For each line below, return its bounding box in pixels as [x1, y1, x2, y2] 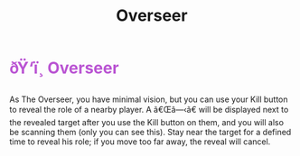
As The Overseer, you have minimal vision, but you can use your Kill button [9, 94, 288, 105]
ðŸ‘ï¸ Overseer [9, 58, 119, 78]
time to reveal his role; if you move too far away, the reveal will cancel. [9, 136, 271, 147]
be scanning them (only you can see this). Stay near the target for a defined [9, 126, 292, 137]
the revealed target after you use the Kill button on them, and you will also [9, 116, 285, 127]
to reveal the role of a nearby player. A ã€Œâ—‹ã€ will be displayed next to [9, 104, 289, 115]
